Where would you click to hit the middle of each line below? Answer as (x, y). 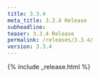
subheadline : (27, 27)
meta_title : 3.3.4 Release (47, 20)
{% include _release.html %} (49, 67)
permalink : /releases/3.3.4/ (50, 40)
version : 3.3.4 (30, 47)
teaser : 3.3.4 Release (41, 34)
